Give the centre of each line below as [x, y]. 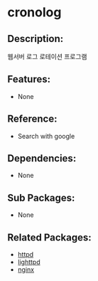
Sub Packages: [41, 197]
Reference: [32, 119]
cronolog [34, 12]
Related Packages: [49, 237]
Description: [36, 39]
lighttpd [29, 262]
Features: [29, 79]
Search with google [46, 136]
